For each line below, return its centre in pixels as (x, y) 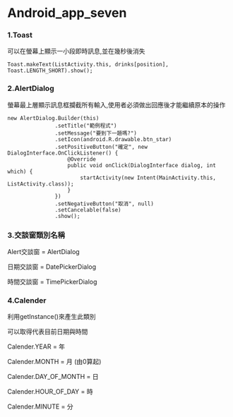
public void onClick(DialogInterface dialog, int (142, 165)
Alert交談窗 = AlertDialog (43, 252)
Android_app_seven (67, 13)
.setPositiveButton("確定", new (101, 147)
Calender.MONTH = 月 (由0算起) (54, 362)
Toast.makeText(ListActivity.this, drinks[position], (88, 65)
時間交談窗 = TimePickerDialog (52, 282)
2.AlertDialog (31, 88)
